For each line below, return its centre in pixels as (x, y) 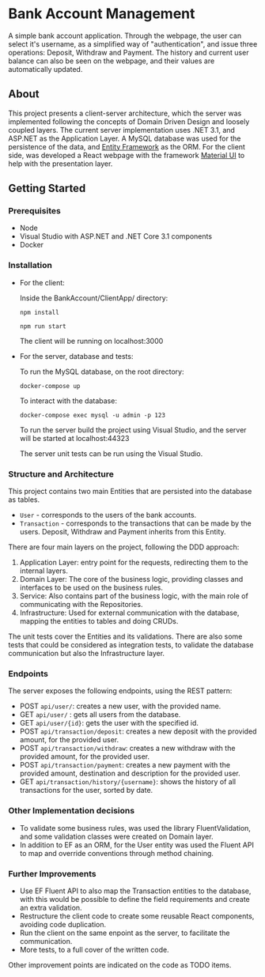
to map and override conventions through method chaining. (116, 853)
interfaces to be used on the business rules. (91, 588)
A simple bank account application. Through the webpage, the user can (125, 36)
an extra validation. (51, 907)
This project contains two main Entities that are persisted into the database (130, 492)
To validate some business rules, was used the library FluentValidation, (135, 828)
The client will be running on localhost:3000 (91, 341)
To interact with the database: (68, 401)
